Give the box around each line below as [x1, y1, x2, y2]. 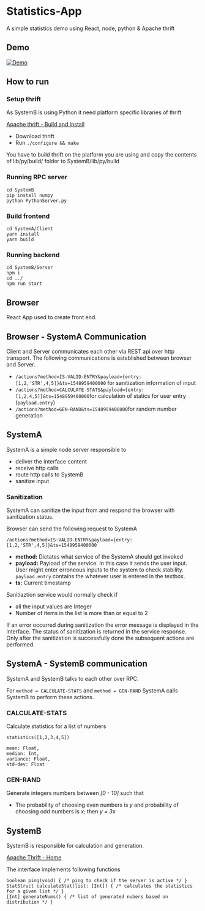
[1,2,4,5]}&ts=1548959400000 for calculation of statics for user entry [15, 392, 187, 400]
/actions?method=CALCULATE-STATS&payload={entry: [15, 387, 145, 393]
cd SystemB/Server [6, 265, 53, 271]
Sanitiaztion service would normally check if [6, 591, 118, 599]
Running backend [6, 250, 60, 259]
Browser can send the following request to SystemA [6, 525, 138, 532]
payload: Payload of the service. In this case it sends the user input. [15, 560, 188, 567]
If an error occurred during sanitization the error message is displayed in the [6, 621, 199, 629]
